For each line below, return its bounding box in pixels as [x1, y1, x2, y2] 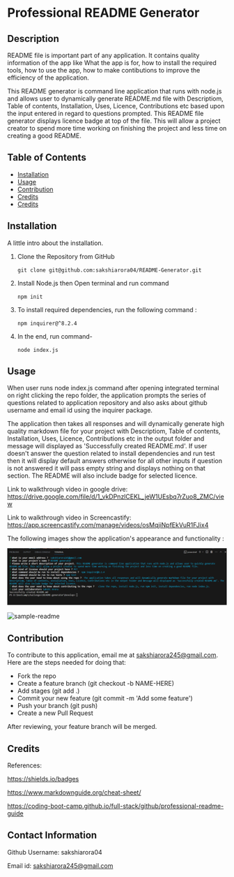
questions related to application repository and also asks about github [7, 399, 208, 407]
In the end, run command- [17, 332, 93, 340]
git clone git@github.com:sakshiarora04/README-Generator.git [17, 267, 202, 274]
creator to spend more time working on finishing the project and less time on [7, 124, 227, 132]
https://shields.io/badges [7, 775, 79, 783]
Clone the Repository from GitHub [17, 252, 115, 260]
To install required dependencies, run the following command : [17, 305, 197, 314]
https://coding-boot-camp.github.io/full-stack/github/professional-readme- [7, 802, 224, 810]
